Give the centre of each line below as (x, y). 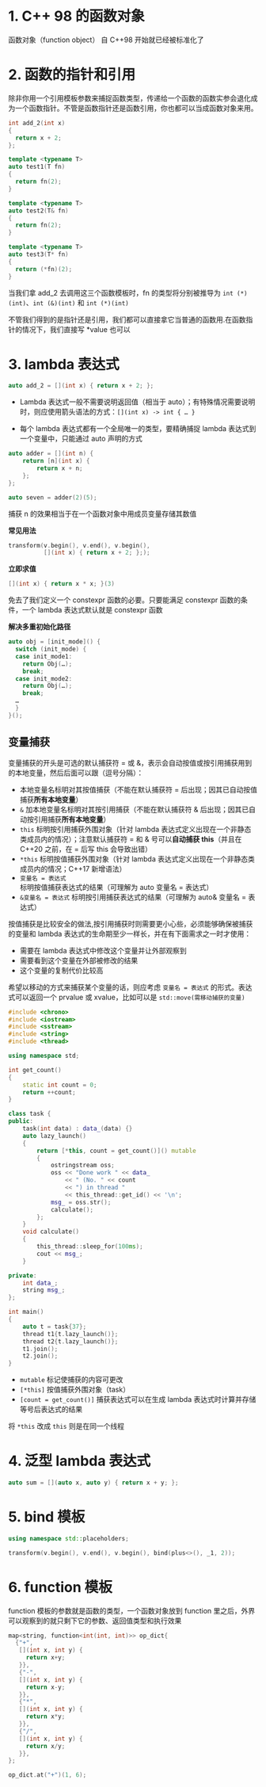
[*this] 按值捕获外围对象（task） (75, 1390)
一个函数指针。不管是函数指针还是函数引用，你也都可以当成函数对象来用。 (136, 108)
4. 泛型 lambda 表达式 (80, 1461)
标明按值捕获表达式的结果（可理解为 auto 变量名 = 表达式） (116, 887)
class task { (30, 1114)
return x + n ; (60, 468)
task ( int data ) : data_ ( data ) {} (78, 1128)
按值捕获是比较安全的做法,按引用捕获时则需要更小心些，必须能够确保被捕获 (131, 923)
